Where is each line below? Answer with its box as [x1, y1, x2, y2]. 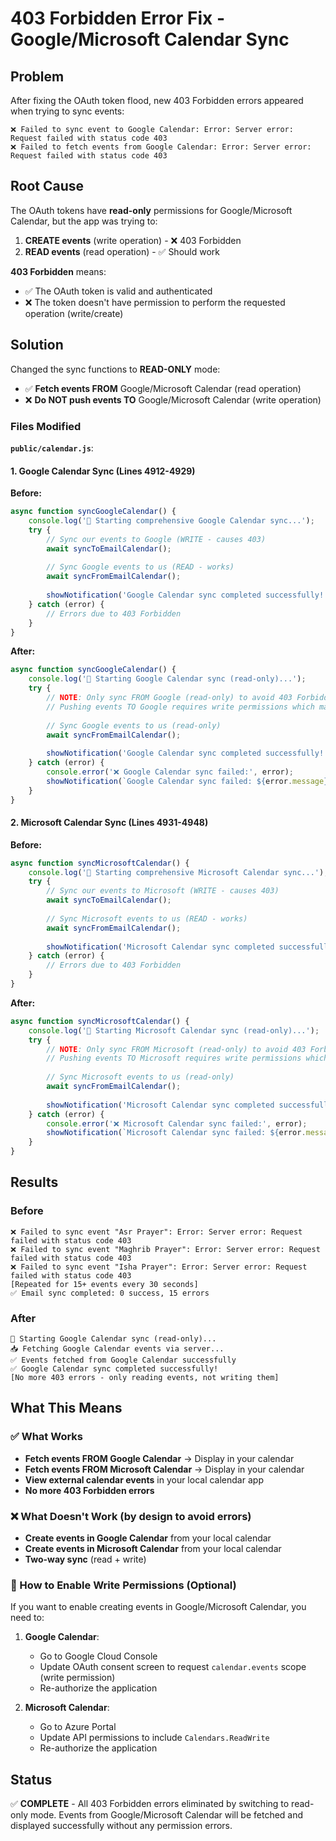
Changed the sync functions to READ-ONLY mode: [10, 363, 221, 375]
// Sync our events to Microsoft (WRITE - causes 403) [46, 886, 280, 896]
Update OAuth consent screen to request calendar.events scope [39, 1661, 307, 1673]
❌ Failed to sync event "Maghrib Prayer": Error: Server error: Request [10, 1244, 321, 1254]
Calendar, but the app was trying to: [10, 215, 158, 227]
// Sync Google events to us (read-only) [46, 720, 222, 731]
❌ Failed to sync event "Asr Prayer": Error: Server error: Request [10, 1227, 303, 1237]
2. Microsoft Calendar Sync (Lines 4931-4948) [10, 817, 209, 829]
